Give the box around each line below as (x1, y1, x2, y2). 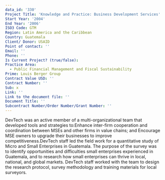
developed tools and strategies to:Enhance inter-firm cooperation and (5, 122, 148, 128)
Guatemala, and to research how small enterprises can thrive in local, (5, 154, 147, 159)
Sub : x (5, 85, 19, 90)
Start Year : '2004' (5, 16, 46, 21)
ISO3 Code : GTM (5, 26, 37, 31)
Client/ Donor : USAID (5, 39, 50, 44)
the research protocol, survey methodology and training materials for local (5, 164, 157, 170)
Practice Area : (5, 62, 37, 67)
